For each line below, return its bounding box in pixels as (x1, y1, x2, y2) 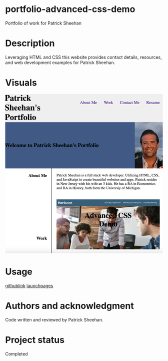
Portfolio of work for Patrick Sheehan (5, 20, 81, 26)
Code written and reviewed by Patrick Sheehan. (5, 317, 103, 323)
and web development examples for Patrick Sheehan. (5, 59, 115, 66)
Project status (5, 334, 65, 346)
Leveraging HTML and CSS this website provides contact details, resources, (5, 54, 162, 60)
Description (5, 38, 55, 49)
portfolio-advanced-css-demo (5, 4, 135, 15)
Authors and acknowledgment (5, 300, 134, 311)
